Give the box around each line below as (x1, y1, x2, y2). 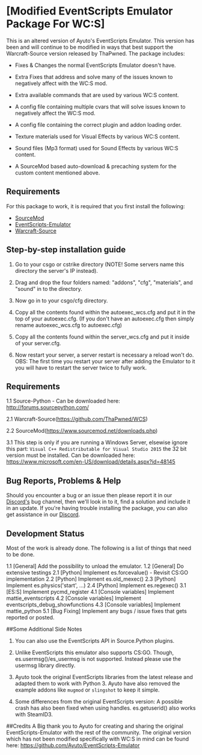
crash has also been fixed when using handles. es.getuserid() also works (14, 704, 196, 712)
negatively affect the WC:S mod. (14, 109, 96, 116)
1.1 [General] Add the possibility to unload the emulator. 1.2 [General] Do (6, 562, 185, 570)
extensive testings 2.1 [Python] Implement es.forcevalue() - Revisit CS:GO (6, 569, 188, 576)
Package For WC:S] (6, 17, 105, 31)
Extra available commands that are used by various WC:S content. (14, 91, 179, 98)
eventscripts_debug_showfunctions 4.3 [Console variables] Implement (6, 601, 181, 608)
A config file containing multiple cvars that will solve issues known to (14, 103, 186, 110)
